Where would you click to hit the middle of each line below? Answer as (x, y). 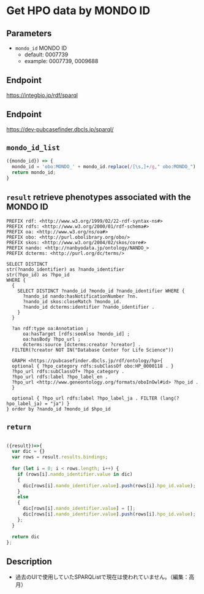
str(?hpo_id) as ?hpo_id (38, 275)
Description (29, 561)
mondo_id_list (33, 148)
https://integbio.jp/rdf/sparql (42, 95)
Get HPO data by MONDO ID (78, 11)
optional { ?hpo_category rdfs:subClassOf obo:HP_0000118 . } (93, 366)
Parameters (29, 33)
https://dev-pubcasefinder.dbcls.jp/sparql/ (60, 129)
